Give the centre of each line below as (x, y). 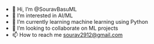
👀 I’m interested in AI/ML (42, 15)
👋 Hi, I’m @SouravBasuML (44, 9)
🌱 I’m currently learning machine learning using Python (80, 22)
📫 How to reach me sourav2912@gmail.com (67, 35)
